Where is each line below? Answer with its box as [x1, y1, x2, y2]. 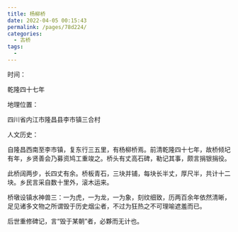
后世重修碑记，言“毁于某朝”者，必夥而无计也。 [7, 216, 144, 225]
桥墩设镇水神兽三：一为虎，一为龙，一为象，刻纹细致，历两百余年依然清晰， [7, 192, 231, 202]
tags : [7, 43, 23, 50]
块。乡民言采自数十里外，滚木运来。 [7, 178, 113, 186]
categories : [7, 30, 42, 37]
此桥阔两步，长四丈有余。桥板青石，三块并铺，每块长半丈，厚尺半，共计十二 [7, 169, 231, 178]
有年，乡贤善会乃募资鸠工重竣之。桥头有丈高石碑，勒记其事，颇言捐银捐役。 [7, 153, 231, 163]
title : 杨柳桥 [7, 10, 46, 18]
